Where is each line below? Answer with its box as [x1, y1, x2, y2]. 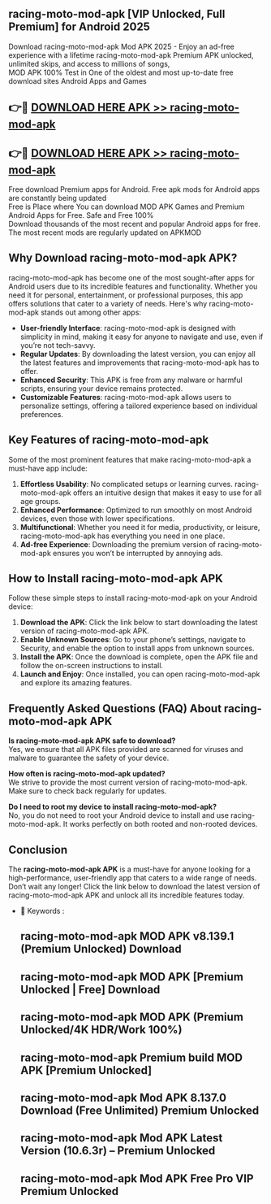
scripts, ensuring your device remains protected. [19, 383, 183, 393]
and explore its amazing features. [19, 678, 132, 688]
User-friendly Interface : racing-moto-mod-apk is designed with [19, 323, 236, 333]
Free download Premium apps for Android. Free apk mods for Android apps [8, 185, 260, 194]
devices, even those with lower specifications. [19, 513, 175, 524]
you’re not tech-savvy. [19, 340, 96, 350]
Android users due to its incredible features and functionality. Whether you [8, 281, 258, 291]
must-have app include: [8, 463, 88, 473]
